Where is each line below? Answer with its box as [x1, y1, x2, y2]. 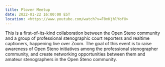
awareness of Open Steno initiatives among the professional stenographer [5, 46, 158, 52]
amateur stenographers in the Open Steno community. [5, 57, 117, 63]
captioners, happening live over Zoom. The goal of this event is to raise [5, 41, 152, 47]
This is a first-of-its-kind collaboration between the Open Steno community [5, 30, 160, 36]
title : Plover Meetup [5, 7, 50, 12]
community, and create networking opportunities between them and [5, 51, 146, 57]
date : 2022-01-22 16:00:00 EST [5, 12, 70, 17]
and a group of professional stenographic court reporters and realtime [5, 35, 150, 41]
